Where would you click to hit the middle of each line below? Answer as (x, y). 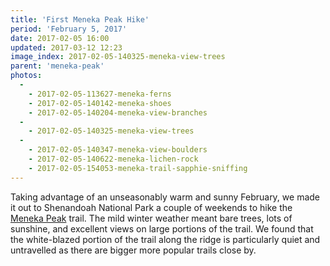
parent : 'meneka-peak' (57, 66)
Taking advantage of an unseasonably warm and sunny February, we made (165, 197)
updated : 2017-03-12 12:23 (66, 47)
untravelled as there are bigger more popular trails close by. (133, 250)
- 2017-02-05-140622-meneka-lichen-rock (113, 159)
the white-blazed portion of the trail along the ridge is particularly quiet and (165, 239)
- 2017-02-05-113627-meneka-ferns (100, 94)
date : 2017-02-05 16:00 (60, 38)
